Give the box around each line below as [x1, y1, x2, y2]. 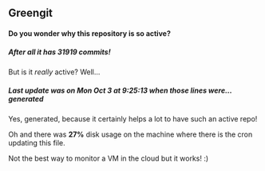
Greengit [8, 6, 53, 20]
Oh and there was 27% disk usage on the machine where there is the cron [8, 129, 253, 139]
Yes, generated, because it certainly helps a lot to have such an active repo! [8, 113, 258, 123]
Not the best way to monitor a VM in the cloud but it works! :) [8, 153, 209, 163]
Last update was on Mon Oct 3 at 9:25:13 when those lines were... [8, 85, 232, 95]
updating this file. [8, 137, 65, 147]
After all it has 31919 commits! [8, 47, 111, 57]
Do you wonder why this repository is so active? [8, 28, 172, 38]
